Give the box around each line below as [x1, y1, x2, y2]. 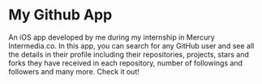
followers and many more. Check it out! [8, 66, 140, 76]
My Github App [8, 6, 113, 24]
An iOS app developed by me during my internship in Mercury [8, 32, 215, 42]
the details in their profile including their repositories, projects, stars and [8, 49, 249, 59]
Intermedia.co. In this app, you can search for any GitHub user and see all [8, 40, 255, 50]
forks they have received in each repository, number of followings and [8, 58, 243, 68]
